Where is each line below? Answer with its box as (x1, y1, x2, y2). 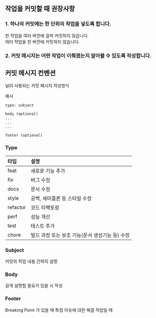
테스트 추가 (30, 222, 55, 229)
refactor (7, 204, 26, 211)
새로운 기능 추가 (30, 167, 65, 174)
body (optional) (5, 112, 38, 117)
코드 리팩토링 (30, 204, 60, 211)
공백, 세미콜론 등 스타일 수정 (30, 195, 92, 202)
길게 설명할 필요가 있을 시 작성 (5, 283, 63, 289)
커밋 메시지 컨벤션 (5, 69, 56, 77)
